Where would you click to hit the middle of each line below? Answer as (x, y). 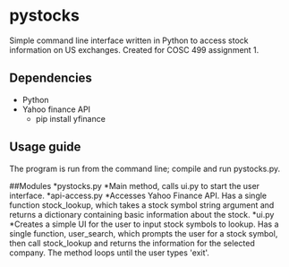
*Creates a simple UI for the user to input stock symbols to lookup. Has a (144, 224)
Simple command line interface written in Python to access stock (129, 40)
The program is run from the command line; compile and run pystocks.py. (145, 168)
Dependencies (51, 78)
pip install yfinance (70, 118)
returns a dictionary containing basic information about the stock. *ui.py (142, 214)
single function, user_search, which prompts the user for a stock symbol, (144, 233)
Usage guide (45, 147)
